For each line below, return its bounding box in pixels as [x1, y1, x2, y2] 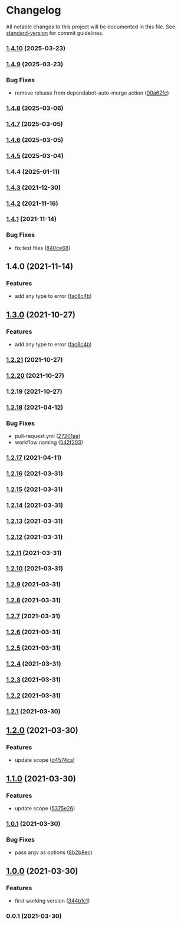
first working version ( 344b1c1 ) [14, 897, 90, 904]
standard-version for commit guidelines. [6, 29, 104, 36]
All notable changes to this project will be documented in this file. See [6, 23, 176, 30]
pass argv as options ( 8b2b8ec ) [14, 849, 93, 856]
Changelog [6, 4, 61, 17]
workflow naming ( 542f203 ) [14, 439, 84, 446]
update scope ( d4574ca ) [14, 757, 75, 764]
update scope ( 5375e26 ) [14, 805, 75, 812]
